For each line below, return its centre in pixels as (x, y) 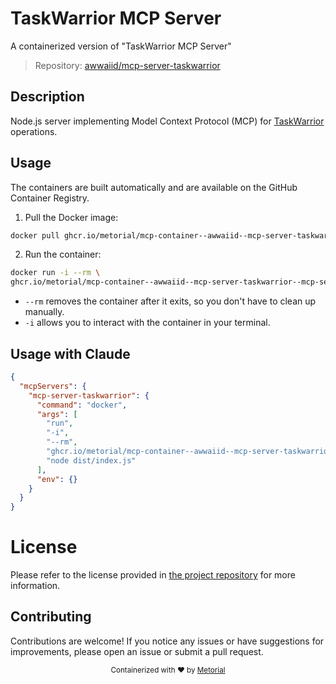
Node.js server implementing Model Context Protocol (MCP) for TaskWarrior (167, 121)
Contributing (51, 617)
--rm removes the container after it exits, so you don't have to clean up (170, 301)
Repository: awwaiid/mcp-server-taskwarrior (127, 65)
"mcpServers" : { (53, 386)
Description (47, 97)
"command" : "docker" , (82, 405)
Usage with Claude (70, 353)
